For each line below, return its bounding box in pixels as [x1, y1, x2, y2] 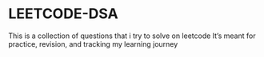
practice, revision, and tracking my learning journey [8, 39, 178, 48]
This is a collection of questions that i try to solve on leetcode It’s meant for [8, 31, 256, 40]
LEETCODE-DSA [8, 5, 118, 23]
